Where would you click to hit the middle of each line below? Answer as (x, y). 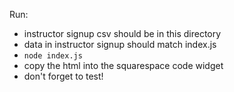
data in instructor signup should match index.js (120, 44)
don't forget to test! (63, 76)
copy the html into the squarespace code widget (123, 65)
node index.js (53, 56)
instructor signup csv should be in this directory (122, 33)
